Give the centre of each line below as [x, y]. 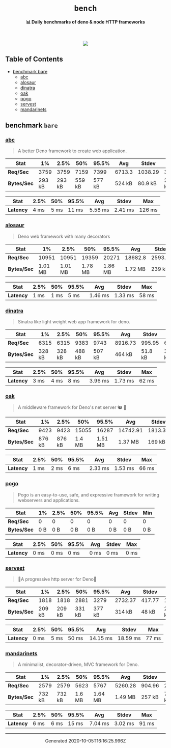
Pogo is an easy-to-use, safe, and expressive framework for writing [88, 494]
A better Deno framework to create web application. [72, 151]
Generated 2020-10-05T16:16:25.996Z [85, 741]
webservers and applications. [49, 500]
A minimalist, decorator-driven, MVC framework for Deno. [78, 664]
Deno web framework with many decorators [64, 236]
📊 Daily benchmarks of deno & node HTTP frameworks [85, 22]
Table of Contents [34, 59]
